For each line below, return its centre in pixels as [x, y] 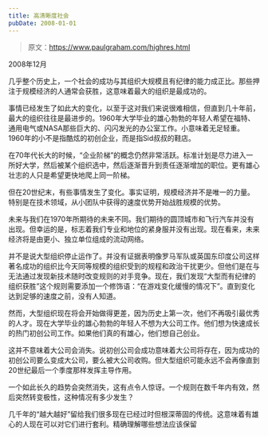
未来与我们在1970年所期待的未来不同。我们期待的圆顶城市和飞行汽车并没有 [131, 219]
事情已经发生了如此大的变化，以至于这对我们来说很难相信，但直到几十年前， [134, 108]
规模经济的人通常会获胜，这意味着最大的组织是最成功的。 [116, 91]
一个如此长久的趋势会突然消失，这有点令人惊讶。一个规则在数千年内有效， [130, 387]
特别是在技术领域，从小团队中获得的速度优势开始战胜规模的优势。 [116, 202]
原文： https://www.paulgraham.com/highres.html [109, 47]
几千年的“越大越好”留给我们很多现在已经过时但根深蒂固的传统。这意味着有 [130, 414]
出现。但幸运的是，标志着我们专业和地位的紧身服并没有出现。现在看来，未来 [134, 229]
